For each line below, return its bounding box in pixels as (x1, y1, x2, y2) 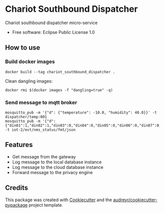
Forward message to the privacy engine (12, 169, 93, 175)
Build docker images (5, 58, 55, 65)
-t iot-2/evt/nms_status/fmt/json (5, 127, 76, 132)
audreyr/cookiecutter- (112, 197, 158, 203)
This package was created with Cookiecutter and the (5, 197, 112, 203)
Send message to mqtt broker (5, 99, 78, 106)
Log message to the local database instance (12, 159, 102, 165)
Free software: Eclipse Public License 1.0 (12, 29, 95, 35)
